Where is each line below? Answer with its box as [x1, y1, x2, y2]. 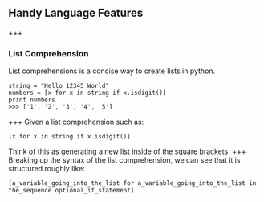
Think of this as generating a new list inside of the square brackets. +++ [8, 146, 246, 156]
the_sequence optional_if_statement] [8, 187, 135, 195]
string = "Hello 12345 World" [8, 82, 110, 90]
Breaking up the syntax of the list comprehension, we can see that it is [8, 155, 241, 165]
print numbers [8, 96, 56, 104]
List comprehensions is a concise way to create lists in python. [8, 66, 216, 76]
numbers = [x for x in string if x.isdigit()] [8, 89, 167, 97]
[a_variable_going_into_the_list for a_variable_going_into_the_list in [8, 179, 257, 188]
